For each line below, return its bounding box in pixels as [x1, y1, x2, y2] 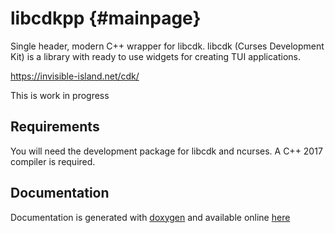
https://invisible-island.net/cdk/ [10, 70, 140, 82]
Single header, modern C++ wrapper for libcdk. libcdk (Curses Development [10, 40, 325, 52]
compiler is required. [10, 155, 96, 167]
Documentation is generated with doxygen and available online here [10, 211, 291, 223]
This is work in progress [10, 89, 110, 101]
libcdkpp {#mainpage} [10, 7, 202, 30]
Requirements [10, 118, 100, 136]
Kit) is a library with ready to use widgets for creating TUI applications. [10, 50, 302, 62]
